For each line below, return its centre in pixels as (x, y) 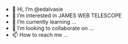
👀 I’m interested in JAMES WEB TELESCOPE (67, 15)
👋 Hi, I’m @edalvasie (37, 9)
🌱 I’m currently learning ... (44, 22)
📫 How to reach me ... (40, 35)
